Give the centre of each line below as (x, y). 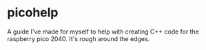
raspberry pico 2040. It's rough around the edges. (79, 38)
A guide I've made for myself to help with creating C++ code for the (103, 32)
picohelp (33, 13)
